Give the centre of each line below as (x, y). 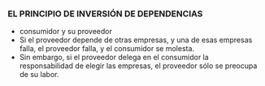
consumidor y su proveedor (66, 32)
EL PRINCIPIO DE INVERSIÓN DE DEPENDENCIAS (105, 14)
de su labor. (39, 75)
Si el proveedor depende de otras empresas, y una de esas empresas (136, 40)
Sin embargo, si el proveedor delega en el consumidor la (114, 58)
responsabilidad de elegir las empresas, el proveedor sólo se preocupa (138, 66)
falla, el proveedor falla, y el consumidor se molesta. (107, 49)
